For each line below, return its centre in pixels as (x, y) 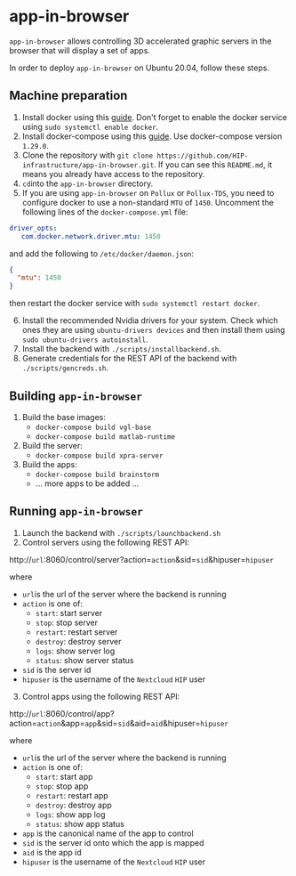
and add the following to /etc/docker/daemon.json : (101, 253)
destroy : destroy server (78, 641)
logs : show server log (75, 651)
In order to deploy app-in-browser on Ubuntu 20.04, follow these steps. (139, 68)
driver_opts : (33, 228)
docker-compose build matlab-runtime (105, 437)
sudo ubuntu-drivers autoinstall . (85, 339)
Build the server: (52, 445)
